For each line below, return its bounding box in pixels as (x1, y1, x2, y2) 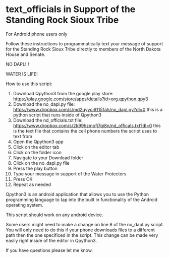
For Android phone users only (6, 31, 68, 37)
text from (13, 133, 32, 139)
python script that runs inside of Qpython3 (13, 112, 102, 118)
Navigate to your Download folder (13, 155, 84, 161)
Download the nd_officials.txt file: (13, 117, 83, 123)
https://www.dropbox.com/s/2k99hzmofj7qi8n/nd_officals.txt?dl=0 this (13, 122, 161, 128)
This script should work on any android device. (6, 212, 103, 218)
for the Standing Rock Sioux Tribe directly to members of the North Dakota (6, 46, 161, 52)
